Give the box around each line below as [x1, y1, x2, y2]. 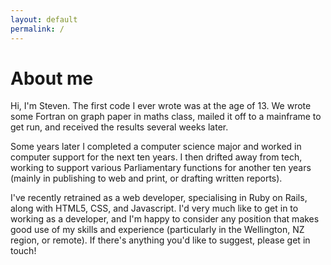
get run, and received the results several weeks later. [10, 121, 229, 133]
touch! [10, 245, 37, 257]
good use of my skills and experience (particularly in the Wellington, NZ [10, 224, 305, 236]
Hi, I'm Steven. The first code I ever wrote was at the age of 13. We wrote [10, 100, 312, 112]
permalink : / [10, 24, 65, 34]
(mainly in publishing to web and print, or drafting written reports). [10, 172, 283, 185]
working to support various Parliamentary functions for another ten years [10, 162, 312, 174]
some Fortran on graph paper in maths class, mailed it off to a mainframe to [10, 111, 322, 123]
